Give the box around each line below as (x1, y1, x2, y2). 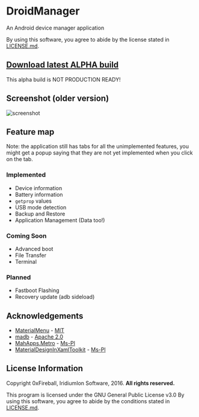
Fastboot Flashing (14, 287, 60, 294)
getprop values (14, 197, 52, 205)
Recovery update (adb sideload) (14, 293, 95, 301)
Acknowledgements (6, 311, 84, 321)
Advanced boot (14, 245, 54, 252)
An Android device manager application (6, 24, 105, 31)
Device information (14, 184, 63, 191)
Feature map (6, 127, 55, 137)
